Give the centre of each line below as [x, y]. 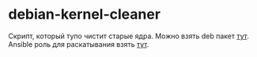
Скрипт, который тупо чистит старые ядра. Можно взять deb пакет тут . [128, 36]
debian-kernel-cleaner [84, 14]
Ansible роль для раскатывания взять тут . [79, 44]
